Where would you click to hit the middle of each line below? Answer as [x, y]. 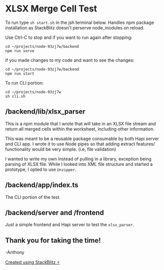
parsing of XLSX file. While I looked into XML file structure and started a [79, 164]
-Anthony [15, 253]
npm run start [20, 73]
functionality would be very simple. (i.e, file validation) [61, 149]
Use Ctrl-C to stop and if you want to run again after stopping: [69, 37]
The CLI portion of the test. [33, 197]
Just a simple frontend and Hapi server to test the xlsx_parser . [70, 225]
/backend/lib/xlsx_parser [45, 112]
